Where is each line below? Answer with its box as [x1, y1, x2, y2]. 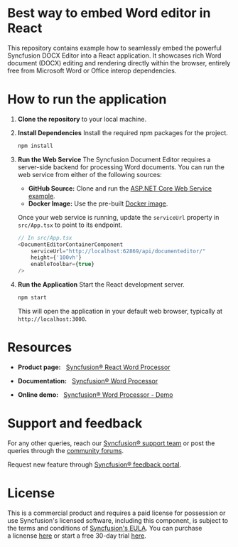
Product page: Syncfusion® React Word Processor [17, 363, 171, 371]
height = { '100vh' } [31, 254, 82, 261]
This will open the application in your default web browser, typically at [17, 307, 222, 315]
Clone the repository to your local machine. [17, 115, 147, 123]
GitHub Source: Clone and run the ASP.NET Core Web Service [28, 184, 212, 193]
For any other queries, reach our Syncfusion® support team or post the [7, 439, 215, 447]
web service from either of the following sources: [17, 170, 162, 179]
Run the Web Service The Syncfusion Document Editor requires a [17, 155, 211, 164]
